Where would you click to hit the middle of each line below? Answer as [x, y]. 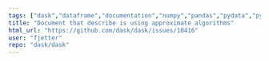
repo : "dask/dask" [39, 45]
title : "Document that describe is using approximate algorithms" [121, 23]
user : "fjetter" [35, 38]
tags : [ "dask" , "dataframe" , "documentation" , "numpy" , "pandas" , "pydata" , [130, 15]
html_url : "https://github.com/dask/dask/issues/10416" [103, 30]
